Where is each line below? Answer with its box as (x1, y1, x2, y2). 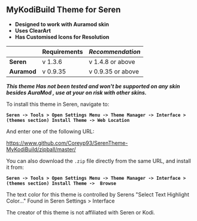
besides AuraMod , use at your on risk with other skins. (6, 89, 147, 96)
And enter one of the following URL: (6, 128, 95, 135)
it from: (6, 164, 24, 171)
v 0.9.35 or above (89, 67, 140, 75)
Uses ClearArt (14, 27, 51, 34)
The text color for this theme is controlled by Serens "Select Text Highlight (6, 191, 190, 198)
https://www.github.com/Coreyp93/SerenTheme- (6, 139, 128, 146)
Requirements (42, 47, 83, 56)
